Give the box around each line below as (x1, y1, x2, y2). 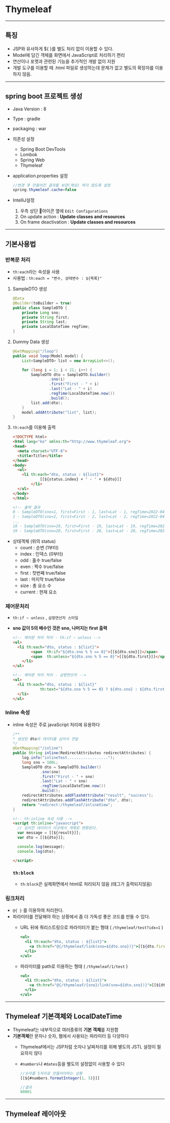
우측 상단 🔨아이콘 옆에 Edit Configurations (20, 208, 108, 214)
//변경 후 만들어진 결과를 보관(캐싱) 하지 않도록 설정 (12, 182, 111, 188)
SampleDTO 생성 (12, 286, 47, 292)
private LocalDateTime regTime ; (22, 324, 90, 329)
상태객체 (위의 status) (12, 538, 56, 544)
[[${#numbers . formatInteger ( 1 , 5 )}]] (20, 1075, 100, 1080)
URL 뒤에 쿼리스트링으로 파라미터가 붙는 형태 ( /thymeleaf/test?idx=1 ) (20, 924, 163, 930)
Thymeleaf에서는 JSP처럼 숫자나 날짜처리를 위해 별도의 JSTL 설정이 (20, 1043, 156, 1050)
